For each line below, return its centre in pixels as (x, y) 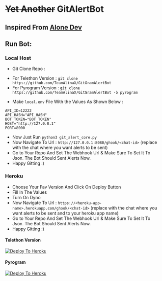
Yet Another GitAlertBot (54, 9)
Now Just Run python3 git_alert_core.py (54, 137)
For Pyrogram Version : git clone (46, 88)
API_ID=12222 (18, 111)
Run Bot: (18, 44)
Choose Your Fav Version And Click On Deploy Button (67, 187)
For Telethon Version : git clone (45, 78)
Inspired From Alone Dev (44, 27)
